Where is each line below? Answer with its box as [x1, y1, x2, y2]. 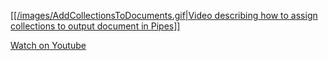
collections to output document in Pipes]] [10, 20, 181, 32]
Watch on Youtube [10, 40, 87, 51]
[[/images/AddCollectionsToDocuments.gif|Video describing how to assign [10, 10, 318, 21]
